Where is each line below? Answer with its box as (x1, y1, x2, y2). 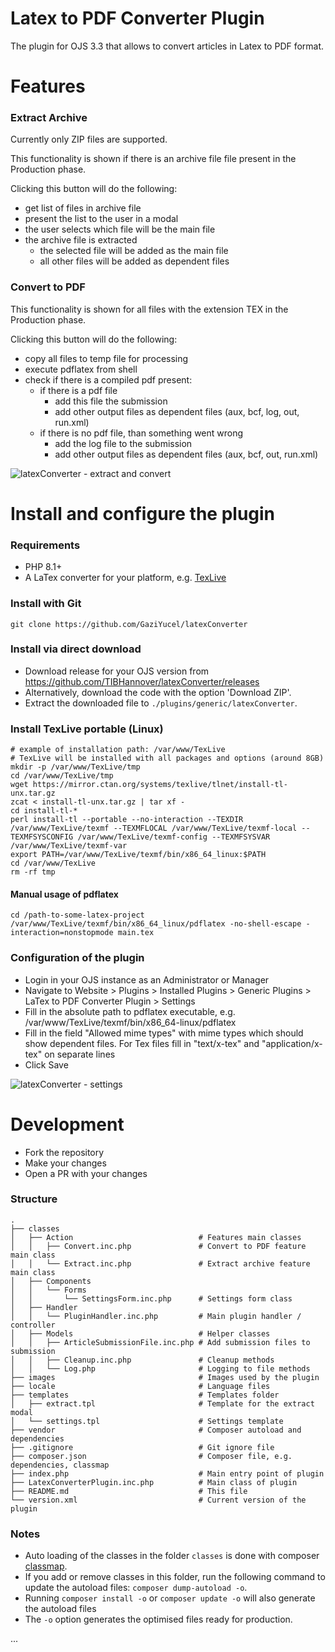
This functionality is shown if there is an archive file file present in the (10, 153, 297, 165)
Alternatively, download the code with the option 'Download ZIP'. (24, 686, 292, 698)
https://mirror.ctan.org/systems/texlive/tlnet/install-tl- (32, 780, 288, 790)
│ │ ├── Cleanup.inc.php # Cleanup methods (10, 1355, 275, 1365)
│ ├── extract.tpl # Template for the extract (10, 1398, 315, 1409)
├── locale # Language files (10, 1381, 271, 1391)
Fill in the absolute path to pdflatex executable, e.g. (24, 1005, 236, 1017)
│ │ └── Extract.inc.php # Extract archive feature (10, 1258, 311, 1269)
